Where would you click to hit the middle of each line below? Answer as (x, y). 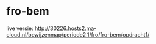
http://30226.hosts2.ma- (66, 28)
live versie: (20, 28)
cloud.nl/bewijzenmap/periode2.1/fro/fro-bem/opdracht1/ (78, 34)
